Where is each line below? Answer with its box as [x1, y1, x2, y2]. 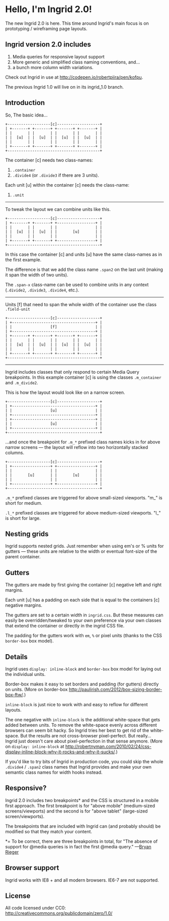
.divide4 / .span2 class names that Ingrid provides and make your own [5, 764, 152, 770]
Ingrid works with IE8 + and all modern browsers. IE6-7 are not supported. [5, 877, 159, 883]
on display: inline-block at [5, 743, 64, 750]
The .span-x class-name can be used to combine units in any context [5, 281, 149, 287]
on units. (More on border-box [5, 686, 68, 692]
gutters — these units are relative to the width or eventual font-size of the [5, 548, 157, 554]
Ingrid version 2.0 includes [5, 40, 92, 49]
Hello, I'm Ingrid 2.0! [5, 4, 92, 15]
